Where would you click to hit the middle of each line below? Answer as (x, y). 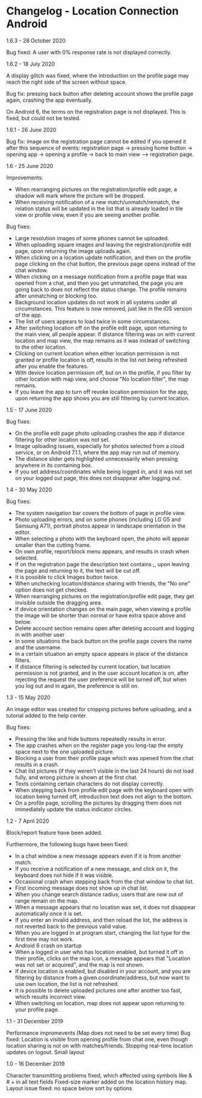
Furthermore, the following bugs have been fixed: (67, 844)
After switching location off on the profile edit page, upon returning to (101, 328)
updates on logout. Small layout (45, 1052)
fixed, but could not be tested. (44, 118)
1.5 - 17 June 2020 (29, 410)
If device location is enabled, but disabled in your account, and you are (103, 971)
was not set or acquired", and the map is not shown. (79, 964)
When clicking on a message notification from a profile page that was (101, 276)
